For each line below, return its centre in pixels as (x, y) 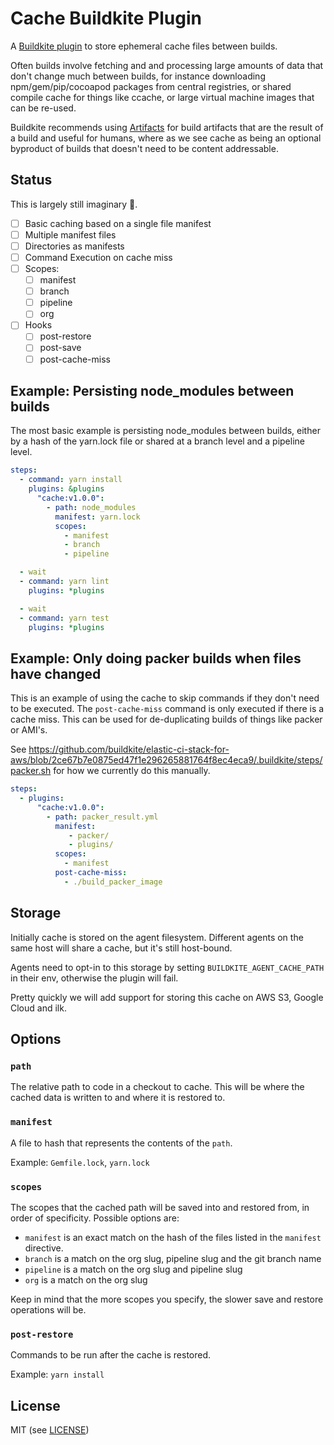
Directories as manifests (74, 246)
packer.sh (31, 771)
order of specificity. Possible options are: (95, 1218)
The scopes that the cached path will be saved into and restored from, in (160, 1207)
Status (31, 180)
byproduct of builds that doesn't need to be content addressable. (144, 148)
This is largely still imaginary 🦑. (74, 204)
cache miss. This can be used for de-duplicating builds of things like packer (166, 719)
